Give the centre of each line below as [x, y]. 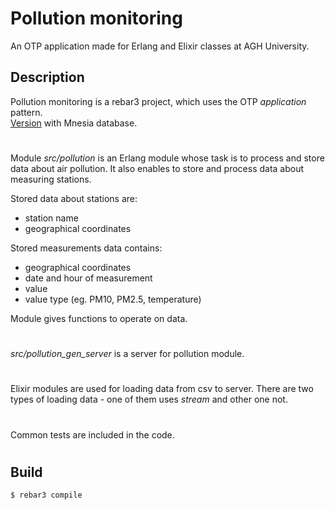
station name [51, 218]
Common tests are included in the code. [92, 434]
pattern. [26, 112]
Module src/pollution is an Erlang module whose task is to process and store [167, 158]
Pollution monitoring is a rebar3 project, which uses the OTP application [158, 101]
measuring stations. [51, 179]
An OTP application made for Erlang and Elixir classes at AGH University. [160, 46]
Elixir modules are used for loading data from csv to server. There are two [162, 389]
